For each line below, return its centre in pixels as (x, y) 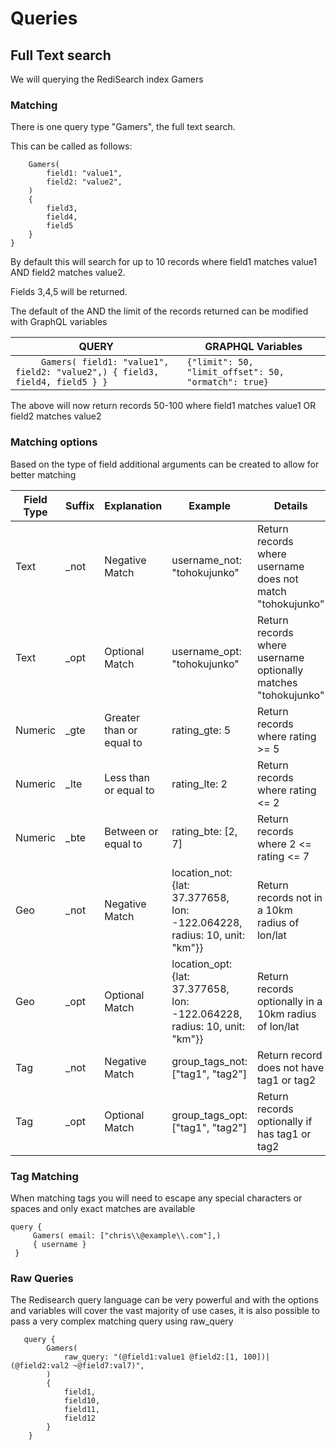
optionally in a (289, 1001)
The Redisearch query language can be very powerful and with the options (164, 1300)
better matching (43, 474)
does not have (290, 1067)
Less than (127, 777)
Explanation (133, 505)
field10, (82, 1401)
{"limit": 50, (220, 362)
